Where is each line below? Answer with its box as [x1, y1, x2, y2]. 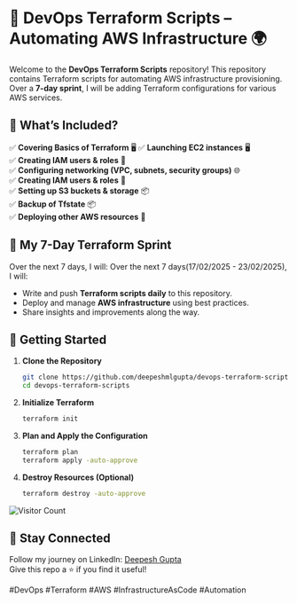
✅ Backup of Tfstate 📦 [9, 199, 97, 209]
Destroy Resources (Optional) [21, 472, 135, 482]
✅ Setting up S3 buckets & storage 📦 [9, 185, 150, 196]
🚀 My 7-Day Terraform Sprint [9, 238, 172, 253]
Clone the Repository [21, 356, 102, 366]
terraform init [21, 414, 79, 424]
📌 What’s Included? [9, 118, 119, 133]
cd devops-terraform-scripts [21, 381, 130, 390]
